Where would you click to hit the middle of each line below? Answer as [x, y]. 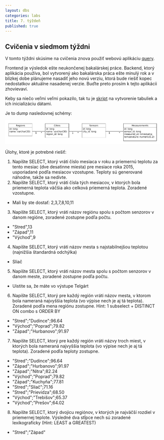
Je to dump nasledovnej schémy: [39, 113]
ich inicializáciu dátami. [29, 104]
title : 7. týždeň [23, 21]
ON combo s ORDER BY [36, 311]
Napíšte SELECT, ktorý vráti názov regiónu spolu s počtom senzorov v [83, 212]
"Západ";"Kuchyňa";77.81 [38, 382]
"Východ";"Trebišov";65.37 [40, 397]
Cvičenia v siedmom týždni [48, 47]
